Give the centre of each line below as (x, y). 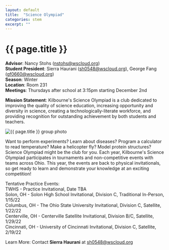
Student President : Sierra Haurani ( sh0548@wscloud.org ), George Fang (81, 69)
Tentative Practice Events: (32, 184)
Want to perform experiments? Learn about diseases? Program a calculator (83, 142)
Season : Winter (22, 80)
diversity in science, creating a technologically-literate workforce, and (78, 111)
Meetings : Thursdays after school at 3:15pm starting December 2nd (76, 90)
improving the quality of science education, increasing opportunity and (79, 106)
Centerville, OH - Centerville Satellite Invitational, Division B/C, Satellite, (80, 216)
